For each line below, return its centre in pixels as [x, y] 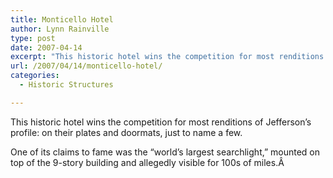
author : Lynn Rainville [60, 29]
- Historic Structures [66, 85]
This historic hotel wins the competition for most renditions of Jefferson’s [161, 122]
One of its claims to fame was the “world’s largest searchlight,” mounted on [165, 152]
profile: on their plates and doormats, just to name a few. [126, 132]
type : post [33, 38]
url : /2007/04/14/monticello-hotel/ [86, 66]
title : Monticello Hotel [62, 19]
